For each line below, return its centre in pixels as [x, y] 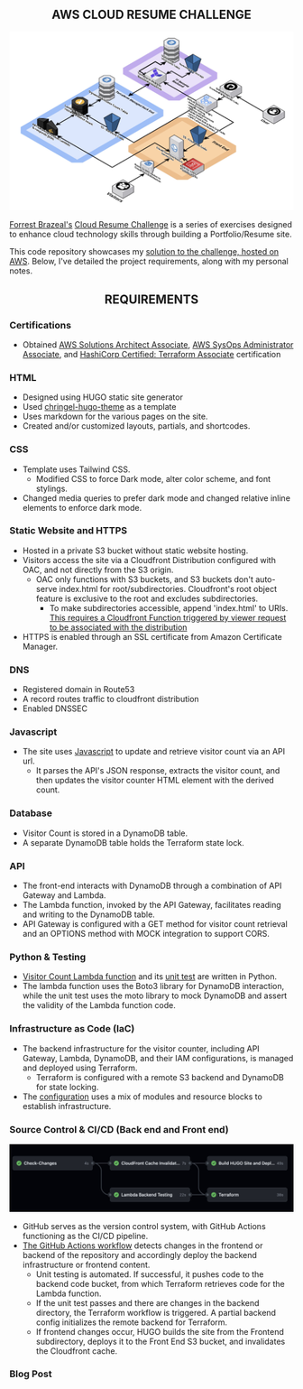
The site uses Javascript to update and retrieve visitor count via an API [154, 752]
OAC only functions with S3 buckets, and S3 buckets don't [145, 579]
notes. [21, 271]
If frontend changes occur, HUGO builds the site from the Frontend [160, 1331]
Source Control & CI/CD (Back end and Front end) [119, 1129]
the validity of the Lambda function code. [99, 1005]
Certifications [41, 325]
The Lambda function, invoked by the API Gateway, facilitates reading [151, 905]
